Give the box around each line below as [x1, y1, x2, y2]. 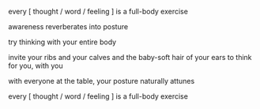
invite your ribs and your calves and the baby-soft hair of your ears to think [8, 53, 252, 62]
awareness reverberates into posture [8, 22, 129, 31]
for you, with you [8, 61, 63, 70]
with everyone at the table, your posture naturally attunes [8, 77, 195, 85]
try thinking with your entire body [8, 37, 117, 47]
